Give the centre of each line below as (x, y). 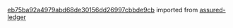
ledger (17, 17)
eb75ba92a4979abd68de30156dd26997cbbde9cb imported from (103, 10)
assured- (213, 10)
